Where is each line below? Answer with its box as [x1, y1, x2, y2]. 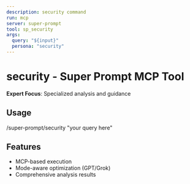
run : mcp [6, 15, 29, 21]
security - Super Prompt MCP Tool [6, 70, 184, 83]
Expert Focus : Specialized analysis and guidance [6, 90, 131, 97]
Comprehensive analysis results [15, 171, 96, 178]
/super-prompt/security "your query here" [6, 124, 113, 131]
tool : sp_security [6, 26, 53, 33]
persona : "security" [12, 44, 64, 50]
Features [6, 142, 41, 152]
